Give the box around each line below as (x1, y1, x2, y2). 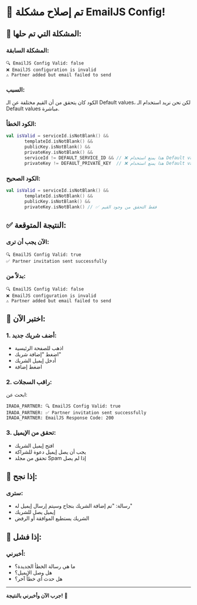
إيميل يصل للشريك (14, 509, 56, 516)
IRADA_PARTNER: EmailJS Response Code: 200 (6, 415, 114, 421)
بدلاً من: (6, 272, 26, 280)
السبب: (6, 85, 25, 93)
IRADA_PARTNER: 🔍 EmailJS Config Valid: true (6, 403, 121, 410)
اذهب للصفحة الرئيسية (14, 344, 63, 351)
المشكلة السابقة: (6, 46, 49, 55)
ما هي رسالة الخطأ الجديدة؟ (14, 563, 76, 570)
